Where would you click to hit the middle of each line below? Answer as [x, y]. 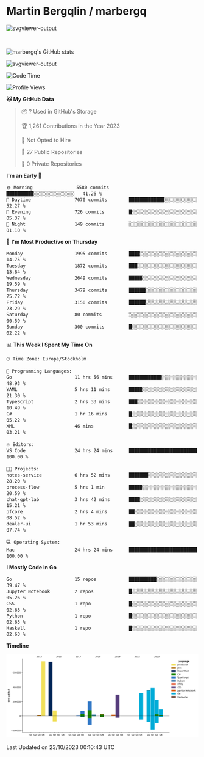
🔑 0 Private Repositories [51, 164]
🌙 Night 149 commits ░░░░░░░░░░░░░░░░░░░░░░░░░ [102, 224]
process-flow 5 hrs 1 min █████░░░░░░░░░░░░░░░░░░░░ [102, 487]
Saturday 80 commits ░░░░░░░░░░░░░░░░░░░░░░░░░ [102, 315]
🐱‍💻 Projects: [23, 469]
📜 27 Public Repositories [52, 152]
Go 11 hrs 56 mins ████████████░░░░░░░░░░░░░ [102, 377]
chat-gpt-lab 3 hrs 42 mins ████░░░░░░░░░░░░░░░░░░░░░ [102, 499]
